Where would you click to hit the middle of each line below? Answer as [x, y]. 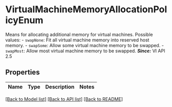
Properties [23, 72]
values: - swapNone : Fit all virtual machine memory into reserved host [78, 40]
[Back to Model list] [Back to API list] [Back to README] [64, 99]
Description [60, 87]
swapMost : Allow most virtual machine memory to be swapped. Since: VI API [85, 51]
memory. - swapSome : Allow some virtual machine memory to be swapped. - [85, 45]
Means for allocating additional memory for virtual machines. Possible [79, 34]
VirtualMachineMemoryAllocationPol [86, 9]
